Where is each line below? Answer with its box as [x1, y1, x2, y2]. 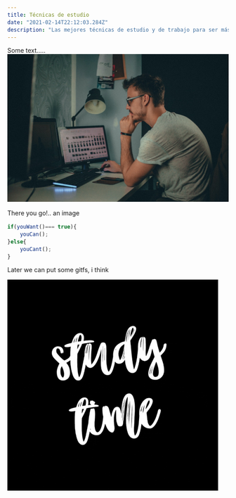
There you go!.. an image [7, 209, 80, 217]
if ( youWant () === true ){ [7, 224, 77, 231]
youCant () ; [20, 245, 52, 253]
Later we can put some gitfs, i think [7, 266, 109, 274]
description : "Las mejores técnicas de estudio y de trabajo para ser [7, 26, 218, 33]
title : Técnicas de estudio [7, 11, 90, 18]
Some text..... [7, 46, 46, 55]
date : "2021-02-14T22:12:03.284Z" [7, 18, 109, 26]
